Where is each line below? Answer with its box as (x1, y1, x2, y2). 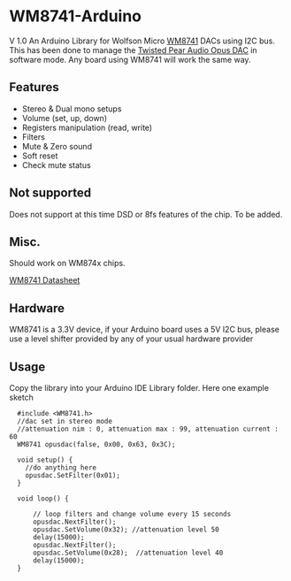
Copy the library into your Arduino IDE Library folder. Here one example (9, 383, 270, 393)
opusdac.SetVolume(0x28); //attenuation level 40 (32, 548, 224, 557)
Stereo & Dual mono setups (21, 103, 122, 114)
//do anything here (25, 463, 97, 472)
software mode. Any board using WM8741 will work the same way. (9, 54, 251, 65)
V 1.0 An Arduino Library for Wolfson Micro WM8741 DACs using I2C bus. (9, 35, 276, 46)
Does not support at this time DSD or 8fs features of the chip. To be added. (9, 209, 283, 219)
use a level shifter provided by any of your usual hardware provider (9, 333, 254, 344)
